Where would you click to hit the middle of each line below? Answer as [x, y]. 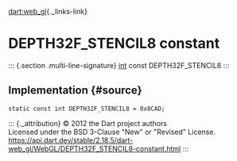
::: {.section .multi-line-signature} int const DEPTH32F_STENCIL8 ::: [119, 65]
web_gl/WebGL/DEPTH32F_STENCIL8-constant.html [95, 148]
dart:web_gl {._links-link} [48, 11]
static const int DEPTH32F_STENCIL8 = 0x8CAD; [87, 109]
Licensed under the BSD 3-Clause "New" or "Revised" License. [112, 132]
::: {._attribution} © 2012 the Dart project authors [87, 123]
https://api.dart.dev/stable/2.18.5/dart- [71, 140]
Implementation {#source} [76, 90]
